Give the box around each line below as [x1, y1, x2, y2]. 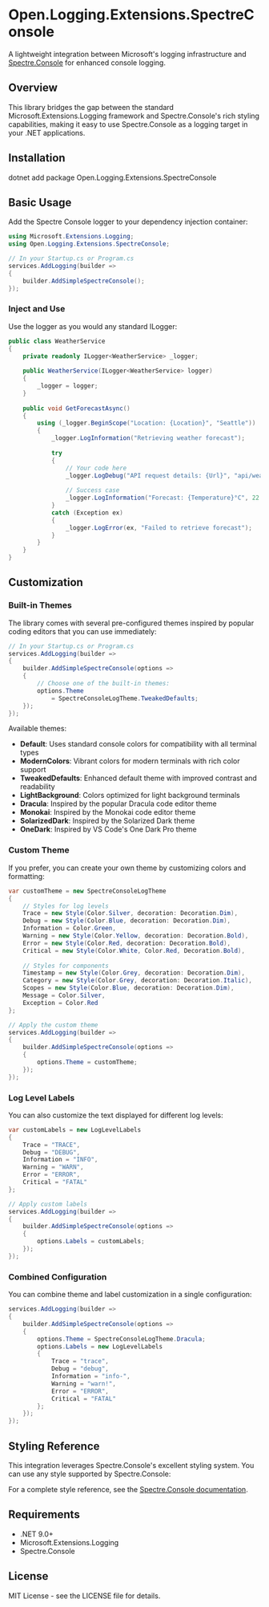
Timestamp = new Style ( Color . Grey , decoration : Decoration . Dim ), [22, 969, 246, 977]
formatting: [8, 871, 46, 881]
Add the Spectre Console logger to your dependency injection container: [8, 217, 248, 226]
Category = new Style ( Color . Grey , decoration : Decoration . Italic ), [22, 977, 252, 985]
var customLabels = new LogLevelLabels [8, 1125, 142, 1133]
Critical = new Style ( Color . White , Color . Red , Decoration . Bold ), [22, 946, 246, 954]
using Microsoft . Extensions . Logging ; [8, 233, 134, 241]
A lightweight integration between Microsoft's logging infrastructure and [8, 49, 247, 59]
